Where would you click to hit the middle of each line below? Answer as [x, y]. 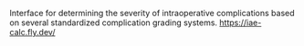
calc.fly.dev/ [32, 32]
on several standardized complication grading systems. [113, 23]
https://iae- [240, 23]
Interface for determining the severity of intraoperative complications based [152, 13]
